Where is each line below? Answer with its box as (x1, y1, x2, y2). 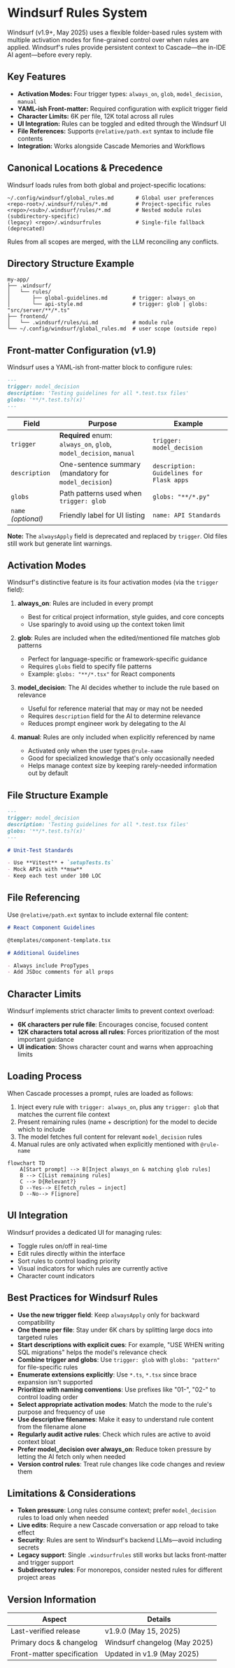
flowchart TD (7, 1160, 45, 1167)
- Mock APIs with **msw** (7, 866, 83, 873)
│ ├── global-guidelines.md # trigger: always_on (7, 295, 196, 302)
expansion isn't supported (17, 1377, 93, 1386)
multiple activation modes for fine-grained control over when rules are (7, 35, 210, 44)
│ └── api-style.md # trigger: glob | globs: (7, 300, 208, 308)
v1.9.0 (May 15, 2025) (104, 1627, 181, 1636)
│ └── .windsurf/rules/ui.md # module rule (7, 319, 173, 326)
